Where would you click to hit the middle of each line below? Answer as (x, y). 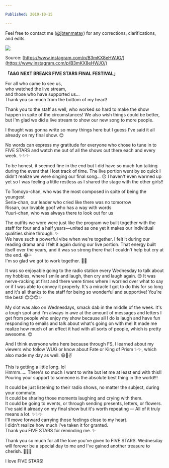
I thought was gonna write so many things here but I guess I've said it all (80, 129)
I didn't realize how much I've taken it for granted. (57, 425)
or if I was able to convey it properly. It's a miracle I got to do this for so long (84, 286)
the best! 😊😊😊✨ (24, 297)
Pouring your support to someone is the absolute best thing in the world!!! (82, 377)
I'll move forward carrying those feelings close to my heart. (66, 420)
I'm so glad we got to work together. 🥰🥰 (46, 260)
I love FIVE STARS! (24, 461)
